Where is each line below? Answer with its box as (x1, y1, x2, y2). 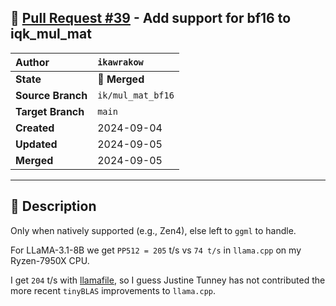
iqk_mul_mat (10, 26, 92, 43)
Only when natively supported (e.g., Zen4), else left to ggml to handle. (10, 224, 297, 236)
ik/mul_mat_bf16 (97, 89, 175, 101)
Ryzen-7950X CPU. (10, 254, 90, 266)
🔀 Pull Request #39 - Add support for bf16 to (10, 10, 292, 27)
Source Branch (15, 88, 88, 102)
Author (15, 55, 50, 69)
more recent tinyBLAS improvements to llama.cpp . (10, 284, 217, 296)
